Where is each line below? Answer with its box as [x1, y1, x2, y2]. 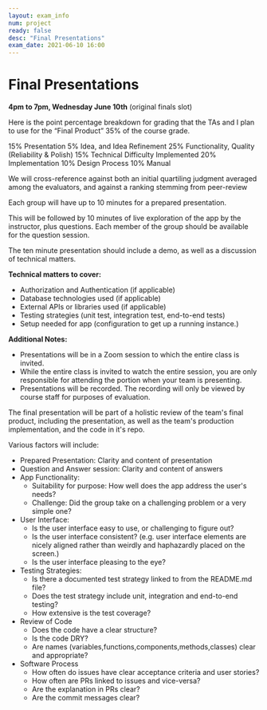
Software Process [19, 659, 79, 669]
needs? [31, 490, 57, 499]
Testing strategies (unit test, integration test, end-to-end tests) [19, 310, 226, 320]
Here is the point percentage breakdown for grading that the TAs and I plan [8, 117, 255, 128]
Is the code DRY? [31, 633, 89, 643]
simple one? [31, 507, 72, 516]
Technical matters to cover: [8, 270, 102, 279]
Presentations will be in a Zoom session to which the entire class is [19, 350, 240, 360]
